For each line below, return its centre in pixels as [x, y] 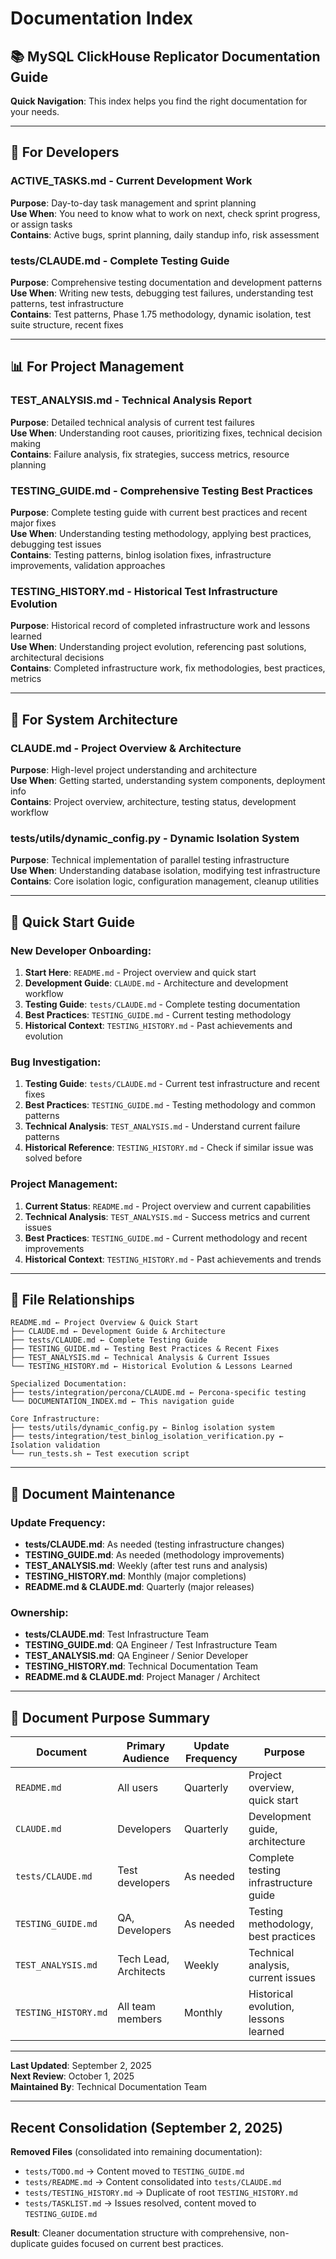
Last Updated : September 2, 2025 [81, 2066]
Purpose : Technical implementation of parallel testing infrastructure [150, 860]
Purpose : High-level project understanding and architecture [134, 769]
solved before [53, 1158]
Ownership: [39, 1612]
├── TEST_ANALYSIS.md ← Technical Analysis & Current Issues [140, 1358]
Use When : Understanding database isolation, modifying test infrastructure [165, 871]
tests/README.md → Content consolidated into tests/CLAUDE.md [153, 2181]
